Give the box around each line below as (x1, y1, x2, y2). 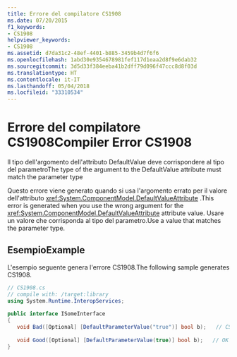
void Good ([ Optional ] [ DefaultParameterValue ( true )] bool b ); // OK (16, 337, 229, 344)
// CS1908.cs (7, 284, 46, 291)
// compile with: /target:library (7, 291, 109, 298)
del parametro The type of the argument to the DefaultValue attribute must (7, 165, 221, 174)
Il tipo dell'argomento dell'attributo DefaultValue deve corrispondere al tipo (7, 158, 224, 167)
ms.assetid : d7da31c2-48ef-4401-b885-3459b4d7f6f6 (7, 50, 159, 57)
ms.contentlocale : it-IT (7, 75, 80, 83)
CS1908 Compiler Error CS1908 (7, 135, 193, 150)
